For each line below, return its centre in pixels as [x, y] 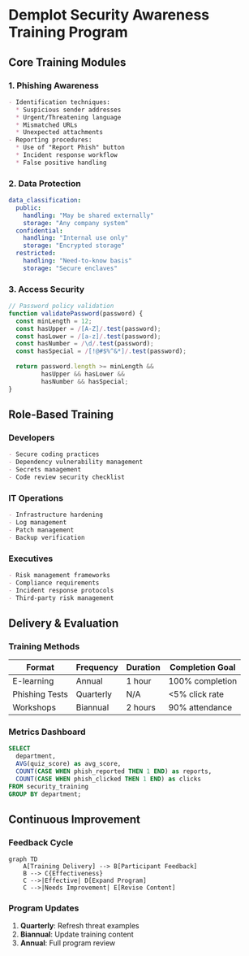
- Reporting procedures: [50, 140]
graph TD [23, 859]
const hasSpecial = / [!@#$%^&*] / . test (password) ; [101, 351]
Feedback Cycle [41, 842]
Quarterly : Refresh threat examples [79, 926]
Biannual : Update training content [77, 934]
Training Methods [44, 646]
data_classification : [45, 201]
